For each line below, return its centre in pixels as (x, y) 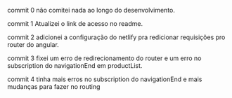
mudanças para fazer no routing (54, 86)
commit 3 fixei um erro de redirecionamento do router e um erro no (104, 58)
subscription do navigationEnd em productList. (75, 65)
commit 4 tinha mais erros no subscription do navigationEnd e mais (105, 79)
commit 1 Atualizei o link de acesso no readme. (75, 23)
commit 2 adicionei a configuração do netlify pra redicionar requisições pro (116, 37)
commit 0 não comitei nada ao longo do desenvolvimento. (91, 10)
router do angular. (33, 44)
